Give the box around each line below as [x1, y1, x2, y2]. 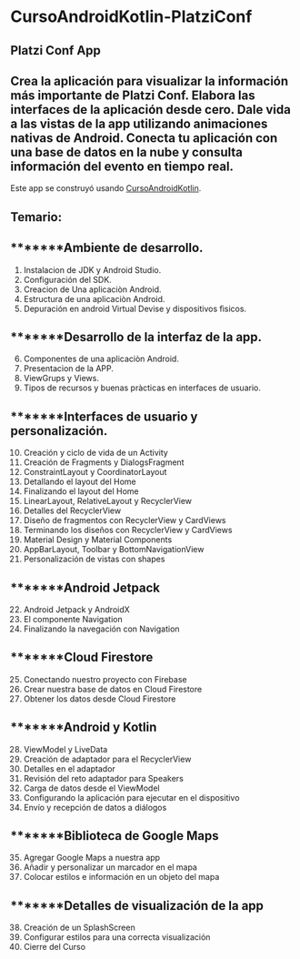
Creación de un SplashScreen [23, 922, 135, 934]
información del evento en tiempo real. [10, 158, 235, 174]
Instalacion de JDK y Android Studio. [23, 264, 162, 275]
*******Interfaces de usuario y [10, 409, 198, 424]
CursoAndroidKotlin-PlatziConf [10, 6, 253, 27]
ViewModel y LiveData [23, 743, 108, 754]
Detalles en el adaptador [23, 762, 116, 774]
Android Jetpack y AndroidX [23, 604, 130, 615]
